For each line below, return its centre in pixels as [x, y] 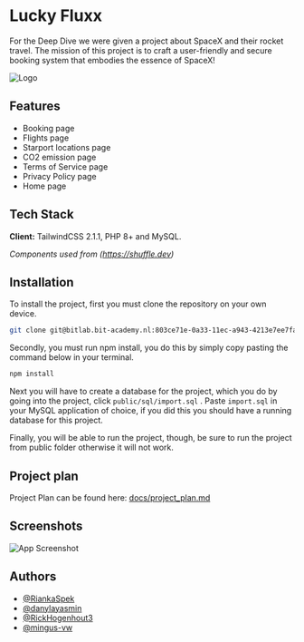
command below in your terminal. [71, 357]
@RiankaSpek [48, 598]
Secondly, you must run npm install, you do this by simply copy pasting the [149, 348]
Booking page [48, 128]
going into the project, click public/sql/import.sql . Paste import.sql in [143, 401]
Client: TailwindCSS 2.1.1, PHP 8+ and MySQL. [95, 236]
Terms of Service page [65, 166]
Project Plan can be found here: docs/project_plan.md [110, 497]
